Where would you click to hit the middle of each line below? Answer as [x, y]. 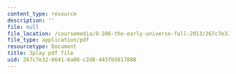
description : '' [31, 20]
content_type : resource [42, 14]
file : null [23, 27]
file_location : [29, 33]
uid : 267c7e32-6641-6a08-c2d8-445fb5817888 [72, 60]
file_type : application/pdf [48, 40]
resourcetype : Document [42, 47]
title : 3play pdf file [40, 54]
